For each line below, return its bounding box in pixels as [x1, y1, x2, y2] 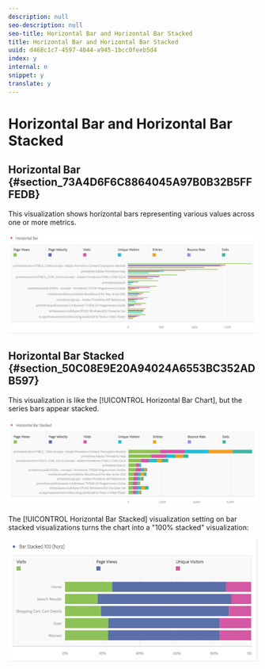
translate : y [8, 79, 51, 87]
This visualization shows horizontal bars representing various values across [8, 208, 255, 218]
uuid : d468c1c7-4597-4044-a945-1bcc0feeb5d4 [8, 46, 157, 55]
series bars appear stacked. [8, 403, 100, 413]
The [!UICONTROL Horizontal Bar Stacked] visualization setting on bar [8, 514, 237, 524]
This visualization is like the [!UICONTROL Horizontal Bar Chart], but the [8, 395, 243, 404]
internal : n [8, 63, 47, 71]
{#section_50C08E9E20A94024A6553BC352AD [8, 361, 256, 376]
